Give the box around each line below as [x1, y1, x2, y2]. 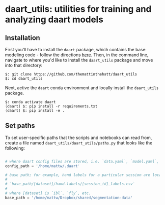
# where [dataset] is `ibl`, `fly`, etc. [5, 191, 91, 196]
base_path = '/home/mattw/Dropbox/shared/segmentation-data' [5, 195, 133, 200]
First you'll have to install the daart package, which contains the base [5, 47, 146, 52]
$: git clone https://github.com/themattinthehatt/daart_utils [5, 72, 137, 77]
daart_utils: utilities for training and [5, 3, 152, 15]
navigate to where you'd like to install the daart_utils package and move [5, 57, 153, 63]
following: [5, 145, 25, 151]
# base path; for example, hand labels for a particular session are [5, 172, 151, 177]
